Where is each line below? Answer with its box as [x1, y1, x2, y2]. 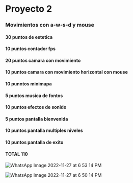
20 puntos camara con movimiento [5, 57, 81, 63]
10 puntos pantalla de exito [5, 139, 64, 146]
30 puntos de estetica [5, 34, 53, 40]
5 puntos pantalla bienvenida [5, 116, 68, 122]
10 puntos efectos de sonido [5, 104, 67, 110]
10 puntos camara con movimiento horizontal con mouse [5, 69, 128, 75]
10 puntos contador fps [5, 45, 56, 52]
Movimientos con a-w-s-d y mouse [5, 21, 94, 29]
